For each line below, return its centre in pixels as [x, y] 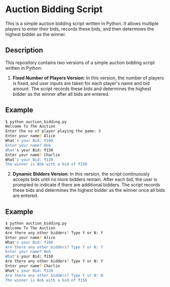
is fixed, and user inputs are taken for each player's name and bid [81, 83]
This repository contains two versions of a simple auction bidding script [80, 63]
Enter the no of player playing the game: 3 [53, 131]
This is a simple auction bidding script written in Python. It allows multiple [82, 23]
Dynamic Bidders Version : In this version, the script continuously [81, 174]
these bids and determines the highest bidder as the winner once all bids [89, 190]
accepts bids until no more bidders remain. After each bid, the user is [85, 180]
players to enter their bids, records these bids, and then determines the [80, 28]
